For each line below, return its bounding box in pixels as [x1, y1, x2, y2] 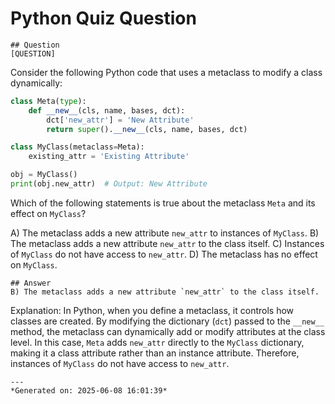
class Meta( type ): [10, 96, 87, 106]
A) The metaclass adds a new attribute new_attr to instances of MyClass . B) [10, 227, 320, 239]
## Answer [10, 278, 52, 288]
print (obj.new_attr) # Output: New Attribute [10, 179, 208, 189]
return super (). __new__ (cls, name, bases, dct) [46, 124, 248, 134]
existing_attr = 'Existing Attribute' [28, 152, 190, 162]
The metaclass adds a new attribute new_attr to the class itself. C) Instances [10, 237, 325, 249]
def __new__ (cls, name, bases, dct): [28, 105, 186, 116]
